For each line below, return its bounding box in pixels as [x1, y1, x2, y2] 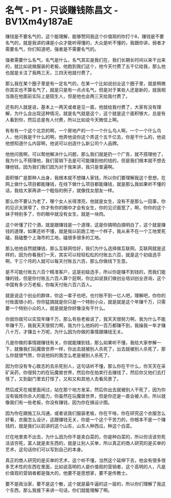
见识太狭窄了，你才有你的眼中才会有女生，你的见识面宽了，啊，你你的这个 [9, 204, 166, 210]
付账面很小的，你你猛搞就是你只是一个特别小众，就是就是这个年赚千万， [5, 298, 157, 305]
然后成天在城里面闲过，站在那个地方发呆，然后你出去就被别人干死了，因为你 [5, 386, 166, 393]
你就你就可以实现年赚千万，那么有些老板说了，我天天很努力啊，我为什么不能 [5, 316, 166, 322]
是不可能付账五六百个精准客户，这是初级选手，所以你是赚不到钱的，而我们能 [5, 268, 166, 275]
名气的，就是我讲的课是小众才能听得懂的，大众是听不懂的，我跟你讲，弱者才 [5, 39, 166, 46]
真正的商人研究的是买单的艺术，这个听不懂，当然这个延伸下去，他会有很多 [5, 457, 161, 463]
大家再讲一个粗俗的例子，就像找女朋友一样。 [22, 187, 117, 193]
